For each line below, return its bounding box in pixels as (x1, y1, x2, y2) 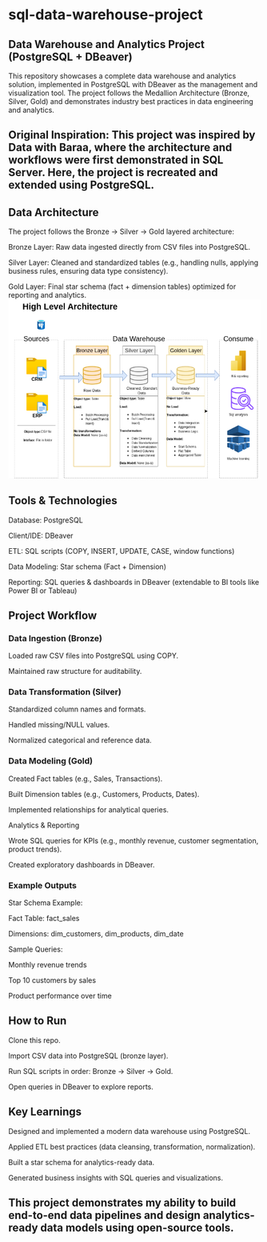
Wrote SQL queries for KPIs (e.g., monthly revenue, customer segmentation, (8, 835, 259, 845)
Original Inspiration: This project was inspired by (8, 128, 256, 142)
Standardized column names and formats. (8, 704, 146, 714)
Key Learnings (8, 1105, 82, 1119)
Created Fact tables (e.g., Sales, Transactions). (8, 774, 163, 783)
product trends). (8, 844, 62, 854)
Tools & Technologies (8, 494, 118, 507)
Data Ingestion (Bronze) (8, 632, 102, 643)
